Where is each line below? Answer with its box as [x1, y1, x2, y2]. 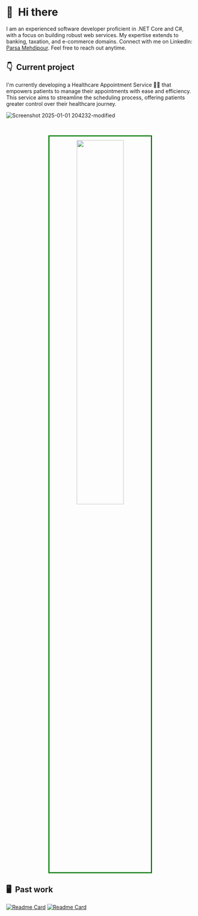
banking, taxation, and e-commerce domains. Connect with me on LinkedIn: [6, 38, 193, 45]
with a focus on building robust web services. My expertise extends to [6, 31, 179, 38]
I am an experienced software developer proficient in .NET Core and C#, [6, 25, 184, 32]
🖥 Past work [6, 884, 54, 895]
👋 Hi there [6, 5, 58, 19]
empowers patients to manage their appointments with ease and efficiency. [6, 87, 191, 94]
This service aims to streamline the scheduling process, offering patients [6, 94, 185, 101]
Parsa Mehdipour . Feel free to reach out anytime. [6, 44, 126, 51]
